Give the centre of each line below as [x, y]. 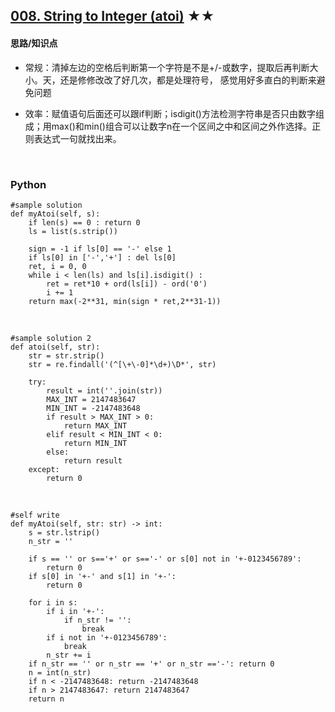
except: [44, 469]
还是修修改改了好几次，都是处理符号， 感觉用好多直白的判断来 [188, 80]
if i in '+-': [75, 611]
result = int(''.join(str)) [104, 390]
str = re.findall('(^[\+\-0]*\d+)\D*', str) [122, 364]
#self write [35, 515]
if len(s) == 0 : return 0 [84, 222]
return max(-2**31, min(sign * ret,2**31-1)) [125, 301]
